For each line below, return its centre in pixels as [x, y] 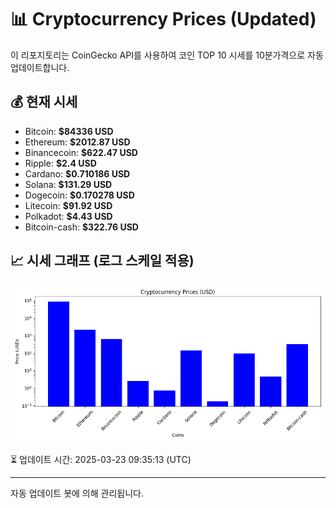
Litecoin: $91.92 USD [68, 205]
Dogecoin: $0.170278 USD [79, 195]
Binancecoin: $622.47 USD [81, 152]
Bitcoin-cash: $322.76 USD [81, 227]
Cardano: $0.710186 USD [77, 173]
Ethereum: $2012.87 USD [77, 142]
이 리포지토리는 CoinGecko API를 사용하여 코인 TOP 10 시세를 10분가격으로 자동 [167, 55]
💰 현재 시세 [44, 102]
